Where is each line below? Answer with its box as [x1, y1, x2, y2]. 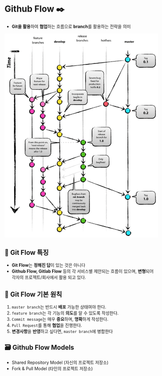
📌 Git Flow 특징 [4, 248, 49, 256]
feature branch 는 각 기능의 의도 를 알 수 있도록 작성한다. [11, 310, 119, 316]
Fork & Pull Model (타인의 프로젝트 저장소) [11, 365, 93, 371]
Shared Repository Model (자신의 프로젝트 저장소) [11, 359, 109, 365]
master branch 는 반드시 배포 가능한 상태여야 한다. [11, 304, 107, 310]
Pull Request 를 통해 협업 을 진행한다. [11, 322, 82, 328]
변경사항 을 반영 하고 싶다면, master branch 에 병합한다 [11, 329, 113, 334]
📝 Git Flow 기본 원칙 [4, 290, 62, 298]
